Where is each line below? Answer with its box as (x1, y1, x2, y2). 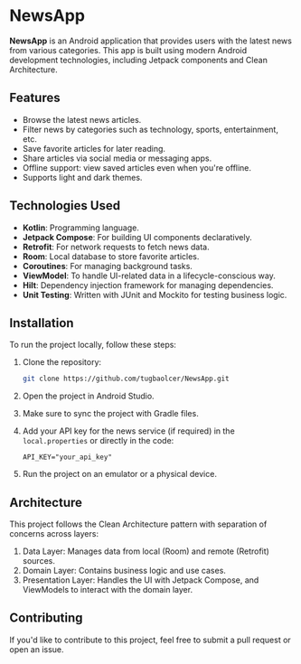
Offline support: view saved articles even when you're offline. (22, 162, 251, 173)
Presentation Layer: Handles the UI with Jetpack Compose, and (22, 575, 259, 585)
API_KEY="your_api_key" (22, 453, 113, 462)
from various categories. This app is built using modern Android (9, 44, 248, 55)
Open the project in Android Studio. (22, 390, 155, 402)
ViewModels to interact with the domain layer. (22, 585, 193, 595)
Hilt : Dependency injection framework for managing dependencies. (22, 279, 274, 290)
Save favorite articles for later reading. (22, 143, 165, 154)
